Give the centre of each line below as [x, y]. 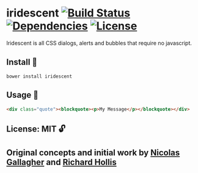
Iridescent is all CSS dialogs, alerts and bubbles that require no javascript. [99, 43]
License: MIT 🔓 [36, 129]
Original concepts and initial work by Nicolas [93, 153]
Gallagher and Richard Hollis [62, 162]
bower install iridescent [39, 76]
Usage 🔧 [22, 95]
